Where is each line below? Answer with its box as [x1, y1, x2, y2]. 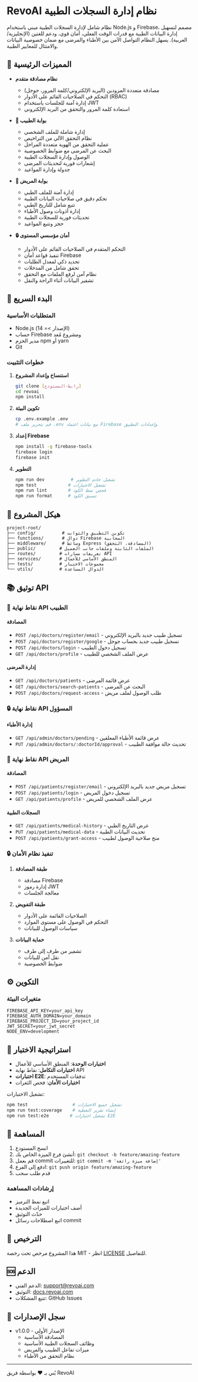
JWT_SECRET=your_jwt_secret [6, 1024, 76, 1030]
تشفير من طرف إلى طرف [24, 947, 82, 954]
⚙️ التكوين [6, 977, 39, 987]
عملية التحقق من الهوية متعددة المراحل [24, 140, 109, 148]
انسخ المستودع [15, 1144, 48, 1152]
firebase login [15, 449, 53, 455]
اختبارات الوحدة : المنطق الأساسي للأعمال [15, 1060, 106, 1067]
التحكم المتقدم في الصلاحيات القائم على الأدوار [24, 245, 126, 252]
